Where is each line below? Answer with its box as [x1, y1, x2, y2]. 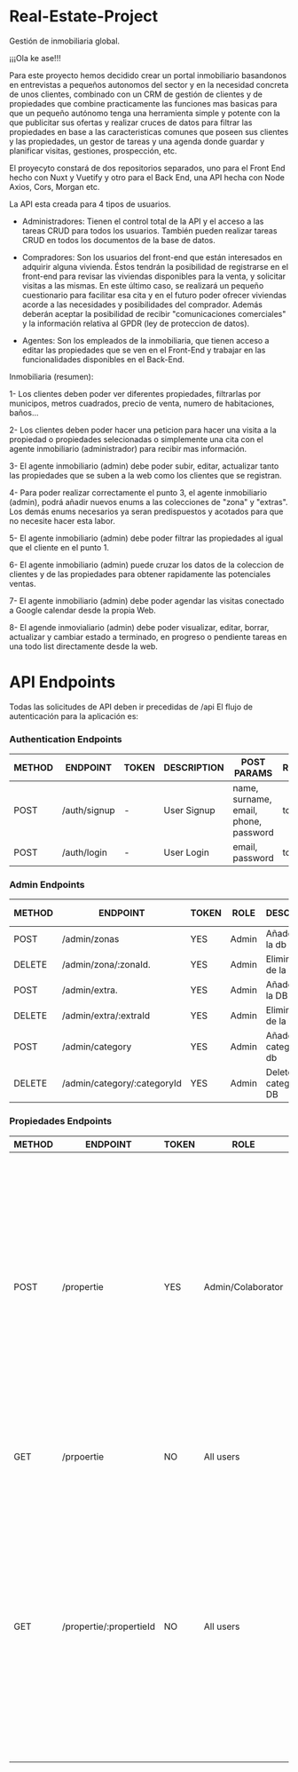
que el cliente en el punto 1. [9, 542, 109, 552]
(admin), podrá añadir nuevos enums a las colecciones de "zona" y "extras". [9, 496, 288, 507]
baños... [9, 407, 39, 418]
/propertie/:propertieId [61, 1620, 156, 1633]
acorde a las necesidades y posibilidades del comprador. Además [21, 299, 263, 310]
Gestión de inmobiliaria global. [9, 36, 121, 46]
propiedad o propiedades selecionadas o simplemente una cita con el [9, 433, 263, 445]
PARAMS [233, 767, 273, 779]
